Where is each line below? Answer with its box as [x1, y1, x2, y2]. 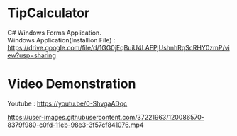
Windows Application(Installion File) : [7, 35, 116, 44]
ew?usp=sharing [7, 51, 57, 59]
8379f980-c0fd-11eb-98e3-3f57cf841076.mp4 [7, 120, 144, 129]
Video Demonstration [7, 76, 136, 92]
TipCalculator [7, 5, 90, 21]
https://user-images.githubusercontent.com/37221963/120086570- [7, 113, 204, 121]
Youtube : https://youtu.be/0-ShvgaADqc [7, 99, 128, 108]
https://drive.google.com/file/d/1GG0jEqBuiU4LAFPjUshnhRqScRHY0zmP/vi [7, 43, 230, 52]
